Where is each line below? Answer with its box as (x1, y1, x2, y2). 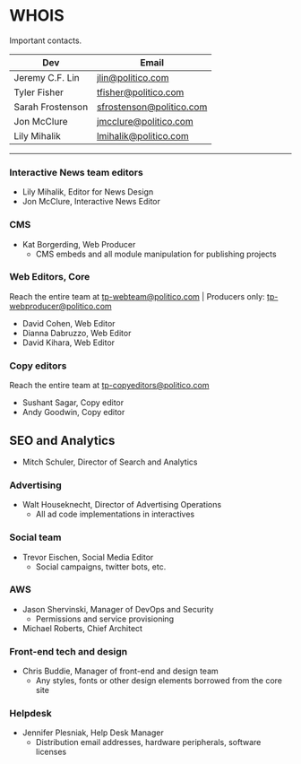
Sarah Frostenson (13, 100, 89, 113)
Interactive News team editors (9, 166, 143, 178)
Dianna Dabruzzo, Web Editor (21, 327, 132, 338)
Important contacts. (9, 35, 82, 46)
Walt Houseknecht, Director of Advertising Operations (21, 499, 222, 510)
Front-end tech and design (9, 645, 128, 657)
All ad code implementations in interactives (35, 508, 195, 520)
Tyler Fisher (13, 86, 64, 99)
